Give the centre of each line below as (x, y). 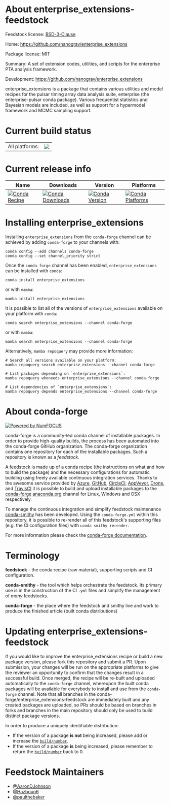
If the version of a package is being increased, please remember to (82, 746)
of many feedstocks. (27, 596)
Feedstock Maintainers (55, 772)
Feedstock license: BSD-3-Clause (40, 34)
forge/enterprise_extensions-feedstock (46, 699)
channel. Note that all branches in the (57, 694)
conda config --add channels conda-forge (50, 251)
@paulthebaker (29, 797)
